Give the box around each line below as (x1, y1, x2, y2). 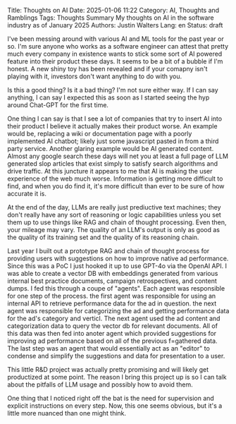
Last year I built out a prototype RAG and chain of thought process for (7, 247, 210, 255)
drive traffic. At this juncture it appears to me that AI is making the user (7, 167, 213, 175)
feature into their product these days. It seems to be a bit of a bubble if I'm (7, 57, 223, 66)
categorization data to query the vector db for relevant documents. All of (7, 322, 218, 330)
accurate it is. (7, 190, 47, 198)
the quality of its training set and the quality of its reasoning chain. (7, 233, 199, 241)
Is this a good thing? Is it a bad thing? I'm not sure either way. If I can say (7, 86, 218, 94)
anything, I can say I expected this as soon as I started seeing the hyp (7, 93, 210, 102)
